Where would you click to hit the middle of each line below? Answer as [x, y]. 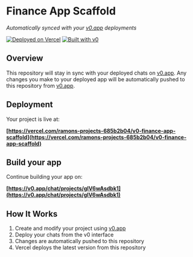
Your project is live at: [33, 119]
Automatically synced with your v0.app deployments [71, 28]
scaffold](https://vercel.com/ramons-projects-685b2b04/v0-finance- [96, 137]
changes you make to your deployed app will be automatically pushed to [96, 79]
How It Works [32, 214]
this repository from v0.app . [40, 85]
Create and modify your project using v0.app [70, 228]
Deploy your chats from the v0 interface [64, 235]
